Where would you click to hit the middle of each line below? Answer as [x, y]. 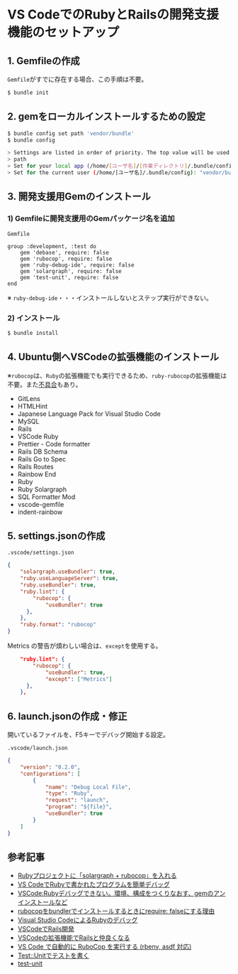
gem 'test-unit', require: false [69, 277]
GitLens [29, 398]
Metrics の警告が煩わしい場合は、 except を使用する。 [85, 646]
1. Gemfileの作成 [44, 61]
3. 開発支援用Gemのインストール [79, 197]
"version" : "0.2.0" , [50, 767]
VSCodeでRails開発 [46, 929]
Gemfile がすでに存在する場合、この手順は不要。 [78, 79]
